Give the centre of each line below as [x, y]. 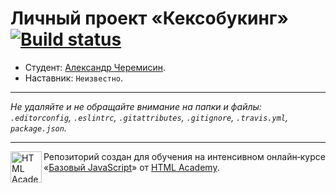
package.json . [38, 128]
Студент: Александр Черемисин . [95, 67]
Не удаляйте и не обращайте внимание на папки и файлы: [136, 106]
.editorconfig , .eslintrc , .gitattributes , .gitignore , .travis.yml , [149, 117]
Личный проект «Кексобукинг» [149, 18]
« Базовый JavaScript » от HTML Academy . [131, 167]
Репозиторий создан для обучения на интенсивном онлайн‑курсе [184, 156]
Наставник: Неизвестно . [74, 78]
